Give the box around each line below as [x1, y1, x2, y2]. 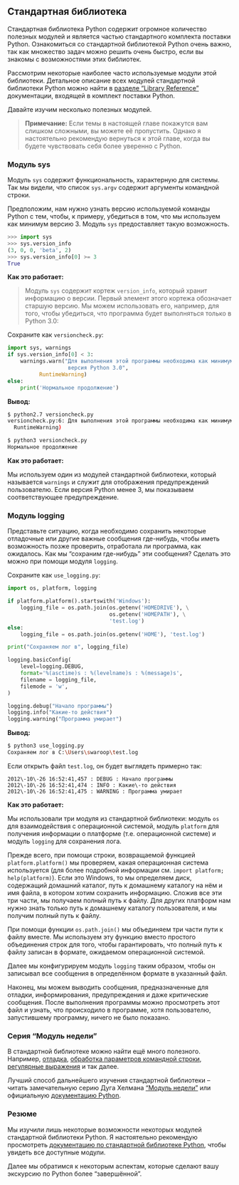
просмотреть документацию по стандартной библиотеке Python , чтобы [7, 1140, 226, 1149]
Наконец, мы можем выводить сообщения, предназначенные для [7, 983, 208, 991]
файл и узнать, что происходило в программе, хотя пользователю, [7, 1006, 211, 1014]
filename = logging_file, [20, 676, 97, 683]
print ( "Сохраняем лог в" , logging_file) [7, 644, 129, 651]
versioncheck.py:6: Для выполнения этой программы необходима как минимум [7, 417, 234, 424]
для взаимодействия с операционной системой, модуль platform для [7, 822, 219, 830]
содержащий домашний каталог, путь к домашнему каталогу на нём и [7, 881, 223, 889]
